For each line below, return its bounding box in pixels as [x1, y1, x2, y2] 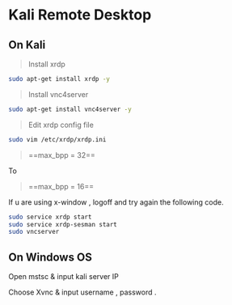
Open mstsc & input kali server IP [8, 272, 120, 282]
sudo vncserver [8, 228, 60, 236]
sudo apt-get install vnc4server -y [8, 105, 132, 113]
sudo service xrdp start [8, 213, 92, 221]
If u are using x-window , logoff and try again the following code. [8, 197, 224, 207]
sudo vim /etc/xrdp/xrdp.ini [8, 135, 107, 143]
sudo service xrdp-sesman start [8, 220, 117, 228]
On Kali [8, 38, 46, 52]
